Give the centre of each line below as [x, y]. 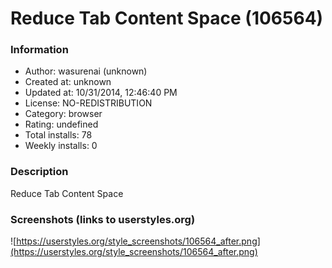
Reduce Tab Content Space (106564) [167, 18]
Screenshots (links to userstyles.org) [103, 219]
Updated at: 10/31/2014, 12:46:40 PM [101, 93]
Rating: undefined [61, 124]
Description [39, 172]
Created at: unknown [68, 82]
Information [39, 50]
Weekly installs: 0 [61, 146]
